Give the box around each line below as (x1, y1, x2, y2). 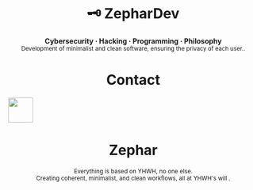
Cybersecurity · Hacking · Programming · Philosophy (44, 36, 222, 46)
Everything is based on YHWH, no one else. (74, 167, 193, 175)
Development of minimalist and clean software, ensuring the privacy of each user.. (21, 44, 246, 52)
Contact (105, 71, 161, 89)
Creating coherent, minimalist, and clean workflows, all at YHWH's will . (36, 174, 231, 182)
